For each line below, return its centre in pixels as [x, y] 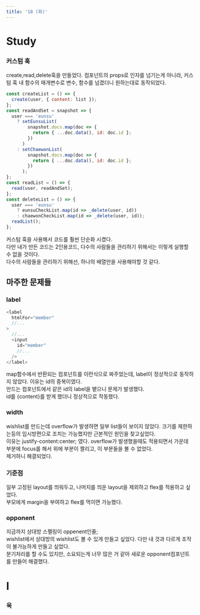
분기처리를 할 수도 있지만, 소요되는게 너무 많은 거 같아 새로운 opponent [88, 554]
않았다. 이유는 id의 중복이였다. [47, 382]
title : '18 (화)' [27, 12]
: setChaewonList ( [40, 149]
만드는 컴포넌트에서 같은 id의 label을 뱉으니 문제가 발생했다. [75, 389]
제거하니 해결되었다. [29, 456]
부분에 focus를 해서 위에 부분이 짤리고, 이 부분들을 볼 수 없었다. [79, 448]
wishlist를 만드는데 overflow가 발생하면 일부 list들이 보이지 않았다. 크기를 [91, 426]
